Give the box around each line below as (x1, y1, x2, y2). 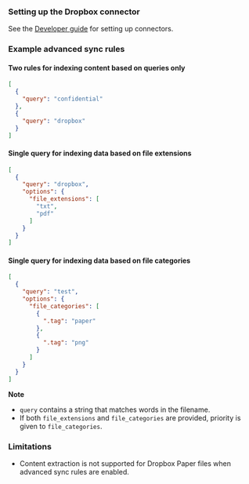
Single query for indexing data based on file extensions (8, 148, 192, 158)
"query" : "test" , (22, 288, 79, 296)
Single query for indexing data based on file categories (8, 256, 191, 265)
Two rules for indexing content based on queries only (8, 63, 186, 72)
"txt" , (36, 202, 58, 210)
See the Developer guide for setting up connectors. (8, 24, 174, 34)
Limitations (8, 441, 52, 452)
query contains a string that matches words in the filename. (19, 405, 211, 414)
